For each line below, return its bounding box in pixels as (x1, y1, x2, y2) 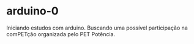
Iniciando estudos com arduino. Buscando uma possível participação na (6, 24, 188, 31)
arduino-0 (6, 4, 59, 18)
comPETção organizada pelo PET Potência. (6, 30, 115, 37)
